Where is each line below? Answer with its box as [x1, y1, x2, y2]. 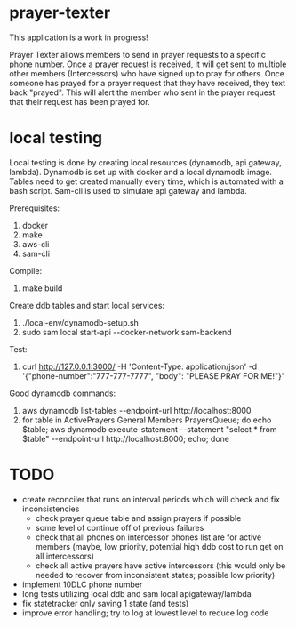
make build [21, 283, 63, 293]
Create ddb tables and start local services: [9, 300, 165, 310]
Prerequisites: [9, 203, 60, 213]
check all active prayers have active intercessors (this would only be [35, 559, 286, 571]
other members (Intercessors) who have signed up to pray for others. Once [9, 68, 284, 78]
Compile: [9, 265, 43, 276]
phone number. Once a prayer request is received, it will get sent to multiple [9, 59, 287, 69]
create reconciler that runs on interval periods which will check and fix [21, 494, 280, 504]
